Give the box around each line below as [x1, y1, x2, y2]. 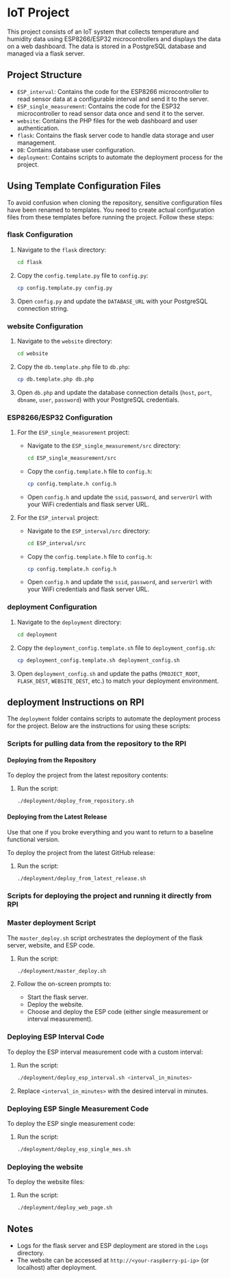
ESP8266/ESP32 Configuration [7, 413, 113, 422]
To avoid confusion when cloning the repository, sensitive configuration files [7, 198, 222, 206]
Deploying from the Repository [7, 756, 97, 764]
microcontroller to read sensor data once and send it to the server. [16, 109, 205, 117]
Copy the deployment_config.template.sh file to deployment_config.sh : [16, 643, 216, 652]
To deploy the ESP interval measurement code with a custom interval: [7, 1048, 203, 1056]
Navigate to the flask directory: [16, 245, 107, 254]
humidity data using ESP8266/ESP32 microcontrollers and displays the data [7, 34, 221, 43]
